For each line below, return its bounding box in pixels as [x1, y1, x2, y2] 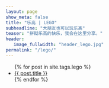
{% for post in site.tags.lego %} [14, 63, 91, 70]
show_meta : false [5, 14, 49, 20]
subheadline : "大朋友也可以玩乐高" [5, 25, 85, 31]
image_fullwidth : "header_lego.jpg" [13, 42, 104, 48]
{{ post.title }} [14, 69, 48, 77]
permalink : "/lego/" [5, 47, 57, 53]
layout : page [5, 8, 38, 15]
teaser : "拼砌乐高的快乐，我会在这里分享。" [5, 31, 103, 37]
